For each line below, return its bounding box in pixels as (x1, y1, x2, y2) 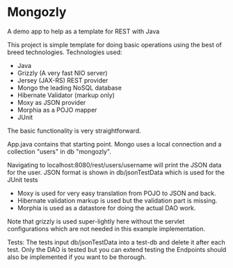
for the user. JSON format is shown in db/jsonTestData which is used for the (7, 168, 225, 176)
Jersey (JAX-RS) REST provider (17, 76, 109, 84)
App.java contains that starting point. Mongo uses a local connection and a (7, 140, 222, 148)
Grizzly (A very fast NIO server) (17, 69, 108, 77)
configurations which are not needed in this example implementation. (7, 224, 206, 233)
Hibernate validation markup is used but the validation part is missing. (17, 196, 218, 205)
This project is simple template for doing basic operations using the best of (7, 40, 223, 49)
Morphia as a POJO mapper (17, 106, 97, 114)
